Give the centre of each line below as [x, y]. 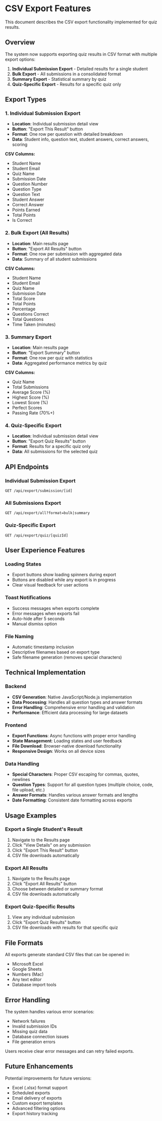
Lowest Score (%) [30, 403]
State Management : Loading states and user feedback [67, 741]
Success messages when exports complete [56, 608]
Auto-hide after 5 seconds [38, 619]
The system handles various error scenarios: [50, 1012]
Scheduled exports [31, 1093]
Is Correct [22, 220]
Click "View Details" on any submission [51, 845]
